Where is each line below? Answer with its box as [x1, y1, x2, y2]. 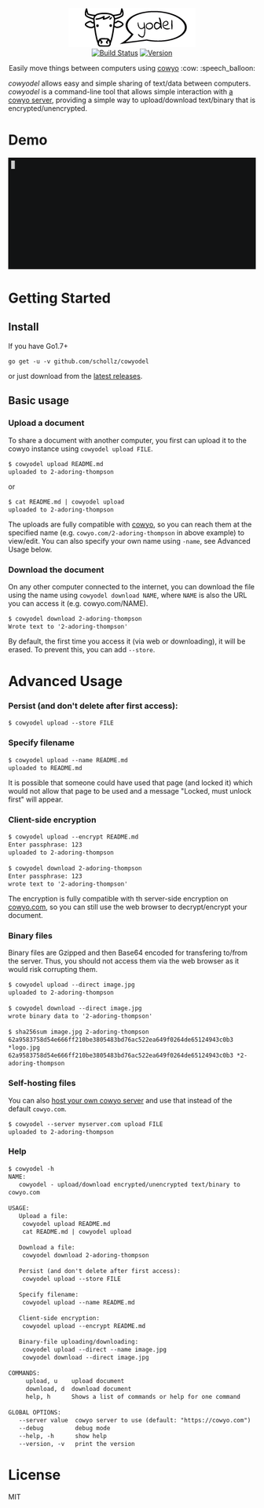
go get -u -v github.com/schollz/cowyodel [8, 358, 149, 365]
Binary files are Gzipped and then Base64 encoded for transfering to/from [8, 948, 248, 958]
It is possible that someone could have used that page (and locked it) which [8, 778, 253, 787]
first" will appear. [8, 794, 64, 804]
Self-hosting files [8, 1077, 76, 1088]
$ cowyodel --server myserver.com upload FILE [8, 1120, 163, 1128]
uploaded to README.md [8, 764, 82, 772]
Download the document [8, 564, 104, 575]
